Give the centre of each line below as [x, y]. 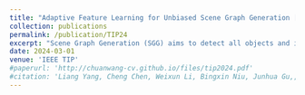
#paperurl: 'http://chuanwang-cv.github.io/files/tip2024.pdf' [132, 69]
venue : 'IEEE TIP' [44, 60]
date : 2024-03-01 [42, 52]
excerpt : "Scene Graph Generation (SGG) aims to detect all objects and [150, 43]
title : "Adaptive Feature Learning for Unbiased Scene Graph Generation [150, 18]
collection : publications [58, 26]
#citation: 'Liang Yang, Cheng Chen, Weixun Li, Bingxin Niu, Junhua [144, 77]
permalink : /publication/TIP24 [69, 34]
